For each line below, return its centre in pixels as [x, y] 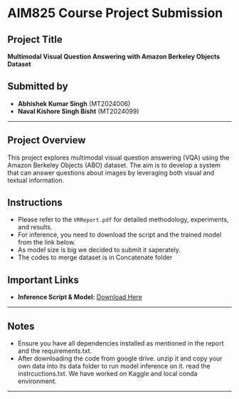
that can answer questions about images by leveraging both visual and [111, 172]
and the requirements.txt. [55, 351]
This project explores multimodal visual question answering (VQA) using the [118, 157]
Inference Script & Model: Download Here [80, 297]
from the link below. [47, 242]
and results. [35, 227]
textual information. [36, 180]
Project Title [35, 40]
